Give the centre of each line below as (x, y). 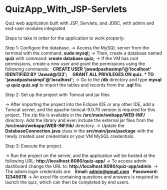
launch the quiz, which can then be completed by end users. (67, 182)
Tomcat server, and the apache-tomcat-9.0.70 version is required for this (80, 109)
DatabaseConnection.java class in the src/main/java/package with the (79, 130)
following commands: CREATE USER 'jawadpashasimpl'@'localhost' (78, 69)
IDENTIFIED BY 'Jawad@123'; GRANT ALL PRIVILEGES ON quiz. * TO (79, 74)
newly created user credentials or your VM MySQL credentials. (70, 136)
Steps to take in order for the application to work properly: (65, 38)
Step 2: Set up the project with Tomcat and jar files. (58, 94)
